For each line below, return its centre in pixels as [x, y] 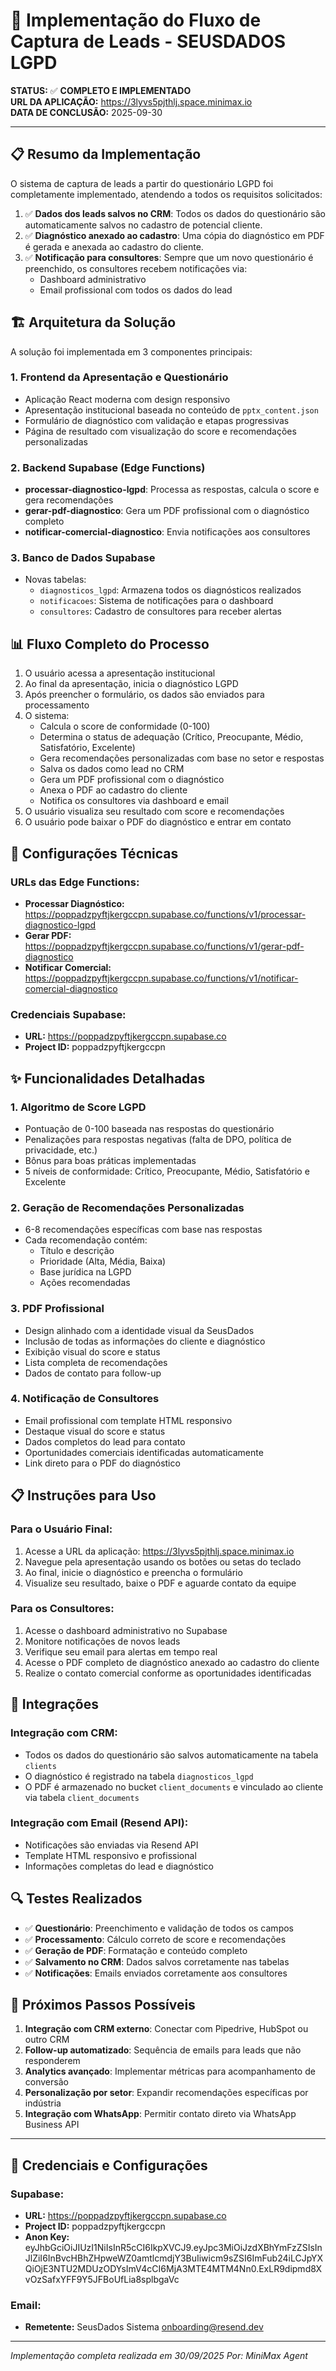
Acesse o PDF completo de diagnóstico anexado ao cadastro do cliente [172, 1662]
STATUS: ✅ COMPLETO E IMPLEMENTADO [101, 90]
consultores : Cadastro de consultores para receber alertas [160, 611]
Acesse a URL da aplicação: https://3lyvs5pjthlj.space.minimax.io [159, 1551]
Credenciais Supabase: [68, 1014]
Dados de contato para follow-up [93, 1373]
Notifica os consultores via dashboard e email [134, 801]
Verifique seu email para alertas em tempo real [121, 1651]
